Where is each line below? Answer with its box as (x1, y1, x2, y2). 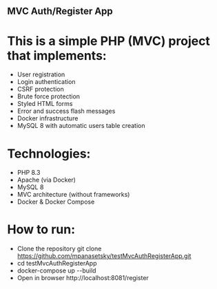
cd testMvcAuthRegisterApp (17, 259, 97, 268)
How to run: (7, 222, 76, 237)
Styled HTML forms (17, 100, 73, 108)
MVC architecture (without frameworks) (17, 191, 130, 199)
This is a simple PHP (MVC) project (7, 33, 210, 49)
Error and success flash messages (17, 107, 116, 116)
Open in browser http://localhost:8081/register (17, 274, 149, 282)
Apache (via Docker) (17, 175, 76, 184)
